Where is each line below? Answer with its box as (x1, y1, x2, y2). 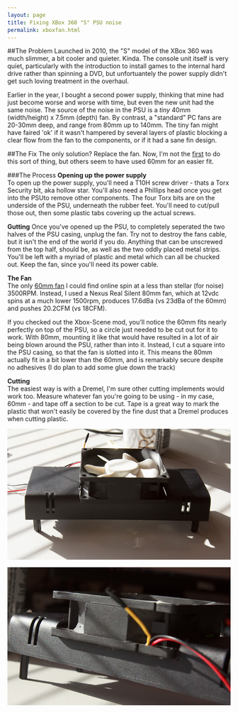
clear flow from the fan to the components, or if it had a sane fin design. (7, 136, 217, 145)
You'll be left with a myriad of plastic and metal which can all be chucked (7, 253, 220, 261)
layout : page (7, 11, 46, 18)
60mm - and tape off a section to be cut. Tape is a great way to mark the (7, 400, 220, 408)
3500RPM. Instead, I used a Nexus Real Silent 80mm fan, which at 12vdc (7, 289, 220, 298)
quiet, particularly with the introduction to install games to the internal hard (7, 62, 225, 70)
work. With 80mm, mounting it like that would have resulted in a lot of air (7, 333, 219, 342)
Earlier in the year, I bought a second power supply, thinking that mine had (7, 91, 225, 99)
